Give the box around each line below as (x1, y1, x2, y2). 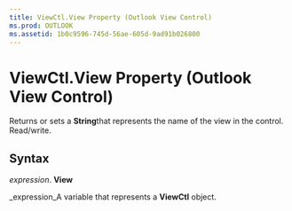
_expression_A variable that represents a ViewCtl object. (9, 191, 217, 202)
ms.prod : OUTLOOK (9, 21, 74, 30)
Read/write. (9, 125, 51, 136)
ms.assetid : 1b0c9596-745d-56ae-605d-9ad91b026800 (9, 29, 201, 38)
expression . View (9, 175, 74, 185)
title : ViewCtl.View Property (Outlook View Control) (9, 12, 213, 22)
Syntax (9, 151, 50, 166)
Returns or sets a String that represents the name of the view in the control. (9, 116, 284, 127)
